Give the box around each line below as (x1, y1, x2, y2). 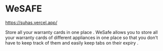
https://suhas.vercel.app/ (5, 19, 58, 25)
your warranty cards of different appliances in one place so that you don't (5, 34, 158, 40)
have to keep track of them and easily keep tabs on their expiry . (5, 39, 139, 45)
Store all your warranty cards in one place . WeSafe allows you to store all (5, 29, 158, 35)
